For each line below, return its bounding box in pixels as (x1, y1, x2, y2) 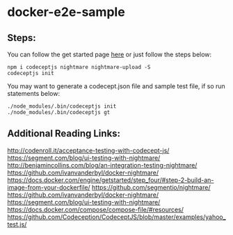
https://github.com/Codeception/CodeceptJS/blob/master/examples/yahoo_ (7, 213, 226, 221)
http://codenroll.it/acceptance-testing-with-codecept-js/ (7, 146, 170, 154)
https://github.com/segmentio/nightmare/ (91, 183, 211, 191)
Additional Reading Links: (7, 128, 120, 140)
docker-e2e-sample (7, 4, 125, 20)
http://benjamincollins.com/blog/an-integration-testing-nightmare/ (7, 161, 198, 169)
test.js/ (7, 220, 27, 228)
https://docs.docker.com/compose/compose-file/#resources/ (7, 205, 184, 213)
